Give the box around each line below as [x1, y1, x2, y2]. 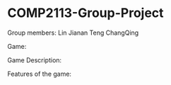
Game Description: [7, 55, 62, 64]
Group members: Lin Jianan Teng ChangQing [7, 28, 139, 37]
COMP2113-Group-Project [7, 5, 164, 21]
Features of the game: [7, 69, 72, 78]
